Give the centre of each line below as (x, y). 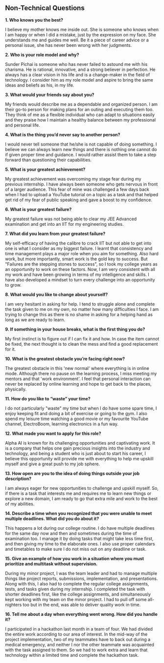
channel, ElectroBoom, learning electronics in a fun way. (62, 424)
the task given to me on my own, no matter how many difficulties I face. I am (82, 309)
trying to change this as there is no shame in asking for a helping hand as (79, 314)
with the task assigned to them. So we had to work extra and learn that (76, 650)
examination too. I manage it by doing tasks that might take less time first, (79, 539)
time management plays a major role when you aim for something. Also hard (82, 253)
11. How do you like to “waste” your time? (48, 398)
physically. (16, 389)
